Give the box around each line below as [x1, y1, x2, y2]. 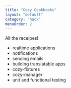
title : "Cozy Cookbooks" [5, 7, 57, 13]
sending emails [12, 56, 44, 62]
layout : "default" [5, 12, 43, 17]
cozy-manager [12, 71, 43, 78]
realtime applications [12, 45, 56, 51]
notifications [12, 50, 38, 56]
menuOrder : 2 [5, 21, 32, 27]
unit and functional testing [12, 77, 66, 83]
